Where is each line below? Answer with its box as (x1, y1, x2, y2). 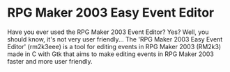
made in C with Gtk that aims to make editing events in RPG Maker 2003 (7, 50, 214, 58)
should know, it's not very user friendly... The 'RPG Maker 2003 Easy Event (7, 35, 223, 43)
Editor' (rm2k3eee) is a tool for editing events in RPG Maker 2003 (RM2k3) (7, 42, 222, 51)
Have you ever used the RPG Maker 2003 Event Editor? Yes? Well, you (7, 28, 209, 36)
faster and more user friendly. (7, 57, 93, 65)
